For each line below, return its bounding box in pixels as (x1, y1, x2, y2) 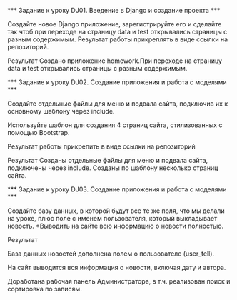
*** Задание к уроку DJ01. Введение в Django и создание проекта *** (7, 6, 221, 14)
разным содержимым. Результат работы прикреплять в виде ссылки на (7, 35, 228, 44)
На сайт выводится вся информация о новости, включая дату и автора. (7, 264, 226, 271)
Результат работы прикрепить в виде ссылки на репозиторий (7, 142, 196, 151)
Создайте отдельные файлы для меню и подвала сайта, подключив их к (7, 99, 228, 108)
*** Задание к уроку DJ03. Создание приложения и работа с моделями (7, 185, 227, 194)
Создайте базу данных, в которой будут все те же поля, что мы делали (7, 206, 225, 215)
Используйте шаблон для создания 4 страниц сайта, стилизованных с (7, 121, 223, 129)
